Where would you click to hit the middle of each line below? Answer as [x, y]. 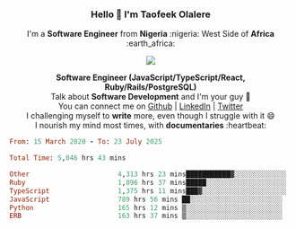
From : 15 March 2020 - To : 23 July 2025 [86, 142]
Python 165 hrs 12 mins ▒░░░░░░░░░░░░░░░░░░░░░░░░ [146, 207]
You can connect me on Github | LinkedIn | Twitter [151, 106]
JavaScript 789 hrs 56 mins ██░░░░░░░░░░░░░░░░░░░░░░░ [146, 199]
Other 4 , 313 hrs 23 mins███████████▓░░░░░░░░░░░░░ [148, 174]
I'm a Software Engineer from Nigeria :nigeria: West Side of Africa [151, 34]
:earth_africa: [151, 43]
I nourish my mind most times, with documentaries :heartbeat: [151, 126]
